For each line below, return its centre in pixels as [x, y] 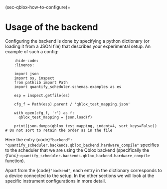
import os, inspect [34, 78]
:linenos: [24, 65]
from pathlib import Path [41, 82]
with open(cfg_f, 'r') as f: [44, 113]
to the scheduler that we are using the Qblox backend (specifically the [77, 150]
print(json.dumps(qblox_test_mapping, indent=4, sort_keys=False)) [85, 126]
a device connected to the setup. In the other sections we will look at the [80, 176]
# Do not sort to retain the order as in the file [59, 130]
